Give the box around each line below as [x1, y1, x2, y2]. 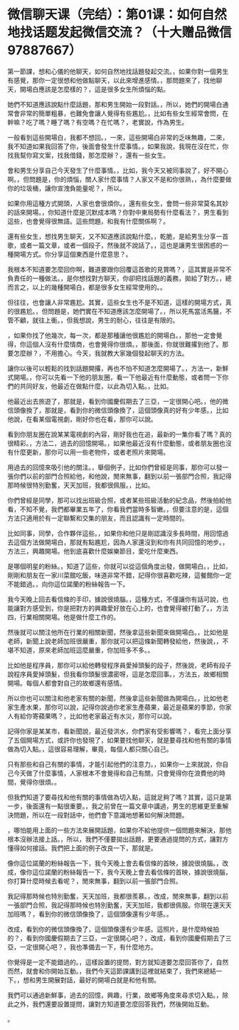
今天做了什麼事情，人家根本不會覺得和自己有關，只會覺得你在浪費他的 [13, 768, 219, 777]
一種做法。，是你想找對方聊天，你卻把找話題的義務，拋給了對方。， [31, 274, 225, 282]
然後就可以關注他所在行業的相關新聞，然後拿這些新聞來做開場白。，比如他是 [7, 628, 229, 636]
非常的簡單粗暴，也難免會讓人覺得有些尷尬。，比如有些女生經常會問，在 [19, 108, 229, 118]
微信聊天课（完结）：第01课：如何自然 [7, 6, 227, 23]
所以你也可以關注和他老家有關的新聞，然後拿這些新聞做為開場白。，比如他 [7, 693, 223, 703]
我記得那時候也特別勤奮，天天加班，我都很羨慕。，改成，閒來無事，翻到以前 [7, 892, 229, 900]
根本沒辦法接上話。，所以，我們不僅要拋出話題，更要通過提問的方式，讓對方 [7, 835, 229, 843]
